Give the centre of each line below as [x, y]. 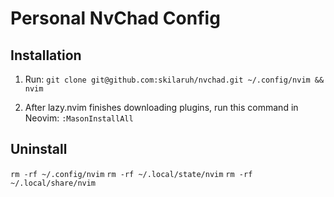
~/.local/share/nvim [53, 183]
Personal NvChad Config [115, 18]
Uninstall [39, 149]
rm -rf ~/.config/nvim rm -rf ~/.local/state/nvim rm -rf [131, 174]
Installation [46, 55]
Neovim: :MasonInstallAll [79, 118]
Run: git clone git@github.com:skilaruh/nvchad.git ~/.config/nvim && [174, 79]
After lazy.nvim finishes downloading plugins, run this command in [161, 107]
